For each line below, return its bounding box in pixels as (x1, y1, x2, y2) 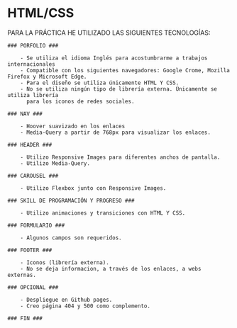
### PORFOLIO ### (7, 42, 59, 49)
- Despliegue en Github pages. (20, 296, 113, 303)
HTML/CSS (7, 5, 75, 21)
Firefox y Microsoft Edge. (7, 73, 87, 80)
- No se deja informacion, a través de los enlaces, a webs (20, 265, 202, 272)
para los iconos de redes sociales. (26, 98, 135, 105)
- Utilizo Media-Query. (20, 159, 91, 167)
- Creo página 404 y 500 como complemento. (20, 302, 151, 310)
